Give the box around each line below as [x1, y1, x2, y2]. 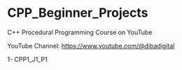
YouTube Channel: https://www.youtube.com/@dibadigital [7, 41, 175, 50]
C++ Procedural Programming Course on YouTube [7, 28, 153, 36]
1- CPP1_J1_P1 [7, 55, 48, 64]
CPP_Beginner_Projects [7, 5, 148, 21]
